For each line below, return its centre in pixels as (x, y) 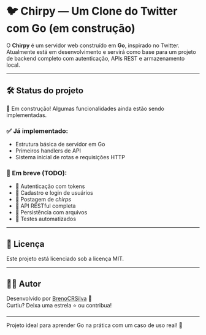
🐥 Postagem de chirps (43, 200)
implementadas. (27, 115)
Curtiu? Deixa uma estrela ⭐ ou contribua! (59, 305)
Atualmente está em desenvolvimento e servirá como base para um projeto (101, 51)
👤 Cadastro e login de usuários (54, 193)
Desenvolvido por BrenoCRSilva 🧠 (49, 298)
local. (13, 65)
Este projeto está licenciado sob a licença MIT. (65, 259)
